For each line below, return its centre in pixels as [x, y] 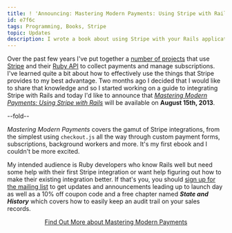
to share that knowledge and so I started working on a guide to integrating [113, 88]
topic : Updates [29, 33]
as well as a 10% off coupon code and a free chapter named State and [108, 194]
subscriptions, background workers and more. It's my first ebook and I [107, 144]
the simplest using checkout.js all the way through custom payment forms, [114, 137]
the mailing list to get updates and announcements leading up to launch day [115, 187]
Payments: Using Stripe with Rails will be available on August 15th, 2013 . [111, 103]
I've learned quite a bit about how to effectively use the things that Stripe [111, 74]
